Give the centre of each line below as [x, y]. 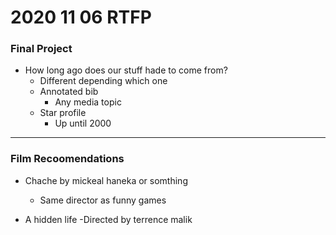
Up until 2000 [83, 123]
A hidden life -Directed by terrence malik [108, 219]
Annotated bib [69, 92]
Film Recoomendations [67, 159]
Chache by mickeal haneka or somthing [106, 180]
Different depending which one [103, 81]
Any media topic [88, 102]
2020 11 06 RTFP [81, 17]
